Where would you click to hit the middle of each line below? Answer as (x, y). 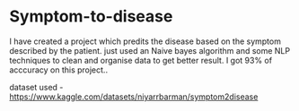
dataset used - (36, 87)
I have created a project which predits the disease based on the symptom (145, 41)
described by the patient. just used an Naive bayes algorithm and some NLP (149, 50)
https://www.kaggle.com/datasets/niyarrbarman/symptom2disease (134, 97)
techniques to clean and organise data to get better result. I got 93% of (141, 60)
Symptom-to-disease (91, 17)
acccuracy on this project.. (59, 70)
